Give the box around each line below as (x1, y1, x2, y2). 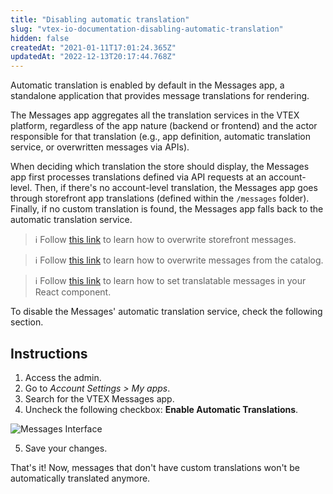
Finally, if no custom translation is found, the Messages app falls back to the (10, 203, 324, 215)
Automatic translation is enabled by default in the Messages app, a (10, 79, 285, 91)
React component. (34, 286, 112, 298)
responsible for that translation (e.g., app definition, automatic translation (10, 131, 312, 143)
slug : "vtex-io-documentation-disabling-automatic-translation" (10, 24, 284, 34)
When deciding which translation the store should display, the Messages (10, 161, 310, 173)
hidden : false (10, 33, 70, 43)
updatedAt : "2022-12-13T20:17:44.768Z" (10, 52, 177, 62)
